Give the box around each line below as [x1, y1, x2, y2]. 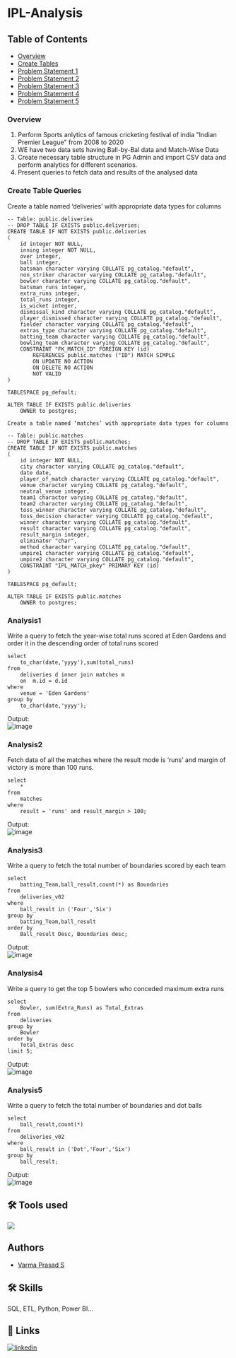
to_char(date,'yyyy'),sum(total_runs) [20, 659, 134, 666]
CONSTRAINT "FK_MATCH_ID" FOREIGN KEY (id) [20, 345, 151, 353]
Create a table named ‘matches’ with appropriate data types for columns [7, 419, 230, 427]
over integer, [20, 252, 61, 259]
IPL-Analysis [7, 5, 83, 21]
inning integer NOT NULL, [20, 246, 97, 254]
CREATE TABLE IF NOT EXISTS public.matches [7, 444, 138, 452]
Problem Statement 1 [17, 67, 78, 75]
